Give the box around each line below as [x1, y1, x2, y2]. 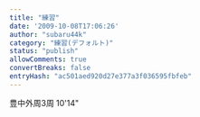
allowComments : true [9, 55, 88, 64]
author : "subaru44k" [9, 30, 88, 39]
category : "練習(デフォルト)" [9, 38, 114, 48]
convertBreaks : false [9, 64, 91, 73]
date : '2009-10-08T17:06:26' [9, 22, 119, 31]
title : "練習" [9, 13, 61, 22]
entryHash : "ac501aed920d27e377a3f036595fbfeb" [9, 72, 193, 81]
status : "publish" [9, 47, 79, 56]
